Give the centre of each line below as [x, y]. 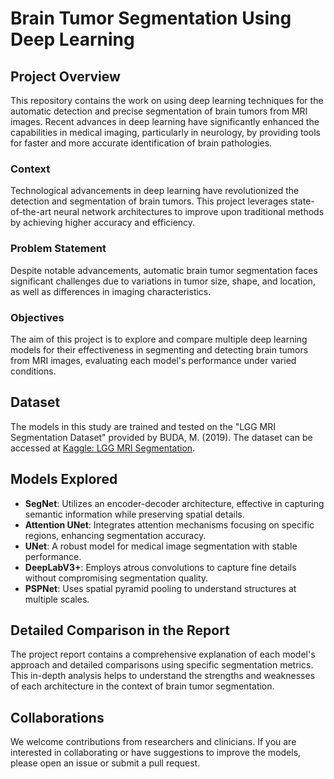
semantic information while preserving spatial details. [134, 514]
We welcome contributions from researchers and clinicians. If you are [153, 742]
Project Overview [65, 76]
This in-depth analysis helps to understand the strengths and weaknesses [163, 676]
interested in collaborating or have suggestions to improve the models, [156, 753]
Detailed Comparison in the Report [120, 630]
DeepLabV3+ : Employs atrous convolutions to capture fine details [160, 567]
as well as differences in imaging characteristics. [111, 291]
